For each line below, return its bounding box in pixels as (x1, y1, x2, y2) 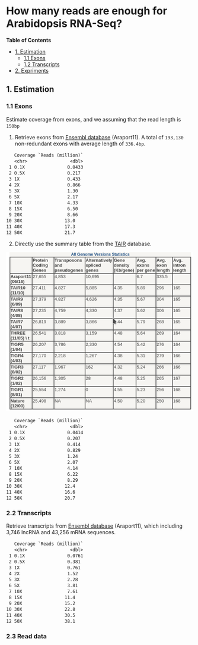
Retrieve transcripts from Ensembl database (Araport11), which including (6, 522, 183, 529)
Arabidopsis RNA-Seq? (6, 17, 123, 30)
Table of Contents (6, 36, 52, 43)
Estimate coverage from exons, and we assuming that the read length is (6, 116, 181, 123)
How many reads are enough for (6, 4, 168, 18)
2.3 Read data (6, 632, 47, 640)
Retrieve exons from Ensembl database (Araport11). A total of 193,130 (14, 133, 184, 141)
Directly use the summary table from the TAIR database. (14, 240, 152, 247)
